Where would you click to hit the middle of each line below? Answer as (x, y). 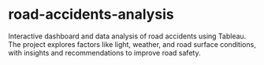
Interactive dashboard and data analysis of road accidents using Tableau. (127, 36)
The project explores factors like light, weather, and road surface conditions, (132, 44)
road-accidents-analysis (91, 14)
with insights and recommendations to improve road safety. (104, 52)
